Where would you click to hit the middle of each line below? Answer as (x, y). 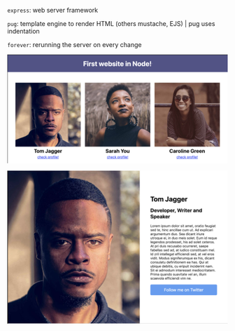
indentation (23, 31)
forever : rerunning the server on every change (74, 45)
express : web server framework (53, 10)
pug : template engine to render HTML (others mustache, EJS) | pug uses (111, 23)
